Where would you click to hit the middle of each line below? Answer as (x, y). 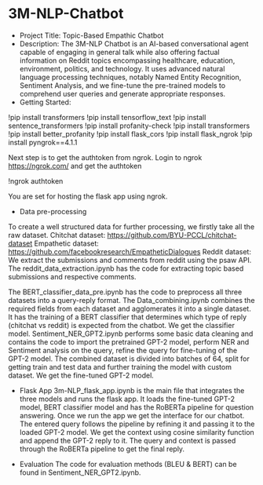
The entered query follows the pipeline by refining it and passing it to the (137, 424)
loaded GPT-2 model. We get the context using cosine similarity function (137, 432)
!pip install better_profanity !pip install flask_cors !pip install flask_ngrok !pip (130, 133)
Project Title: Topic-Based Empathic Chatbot (91, 35)
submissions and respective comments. (72, 276)
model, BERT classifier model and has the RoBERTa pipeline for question (137, 407)
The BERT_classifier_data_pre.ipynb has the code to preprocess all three (125, 292)
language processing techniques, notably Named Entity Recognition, (130, 77)
